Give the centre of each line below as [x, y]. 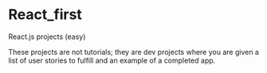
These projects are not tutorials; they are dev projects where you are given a [133, 52]
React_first [45, 15]
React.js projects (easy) [47, 36]
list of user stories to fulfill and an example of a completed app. [112, 60]
